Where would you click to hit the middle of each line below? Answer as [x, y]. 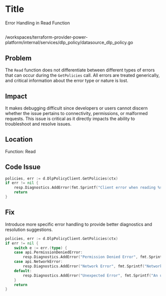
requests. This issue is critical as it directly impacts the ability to [70, 118]
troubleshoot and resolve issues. [38, 124]
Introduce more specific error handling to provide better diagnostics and [79, 224]
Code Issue [23, 167]
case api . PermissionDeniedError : [48, 252]
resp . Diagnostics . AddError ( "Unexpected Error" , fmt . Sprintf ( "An [90, 275]
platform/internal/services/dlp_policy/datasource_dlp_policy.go [69, 43]
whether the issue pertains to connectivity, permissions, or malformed [77, 113]
